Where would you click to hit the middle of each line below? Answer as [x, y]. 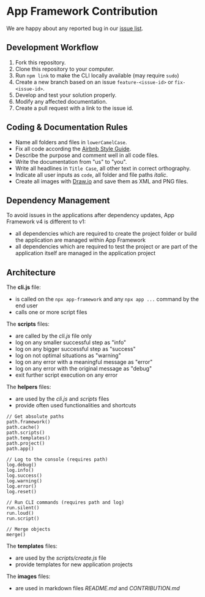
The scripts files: [28, 324]
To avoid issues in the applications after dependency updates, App [90, 215]
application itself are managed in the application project [85, 253]
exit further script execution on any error [66, 375]
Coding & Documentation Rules [67, 127]
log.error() [21, 487]
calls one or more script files [51, 312]
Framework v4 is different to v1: [46, 221]
